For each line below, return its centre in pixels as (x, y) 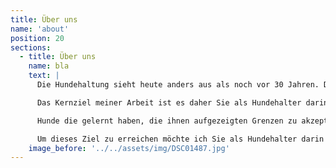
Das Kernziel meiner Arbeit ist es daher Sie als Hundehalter (169, 102)
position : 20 (37, 38)
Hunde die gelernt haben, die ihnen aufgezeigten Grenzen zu (167, 121)
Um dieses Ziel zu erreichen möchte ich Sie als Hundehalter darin (180, 139)
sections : (31, 47)
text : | (44, 76)
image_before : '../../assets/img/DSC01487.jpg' (129, 148)
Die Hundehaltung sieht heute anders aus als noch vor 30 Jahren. (178, 85)
